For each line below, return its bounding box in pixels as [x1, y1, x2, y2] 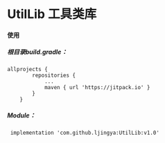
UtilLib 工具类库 [7, 6, 97, 22]
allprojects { [7, 66, 49, 73]
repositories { [32, 72, 76, 79]
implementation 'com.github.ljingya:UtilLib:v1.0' [10, 129, 159, 136]
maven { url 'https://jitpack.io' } [44, 84, 150, 90]
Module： [7, 111, 36, 120]
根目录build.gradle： [7, 48, 68, 56]
